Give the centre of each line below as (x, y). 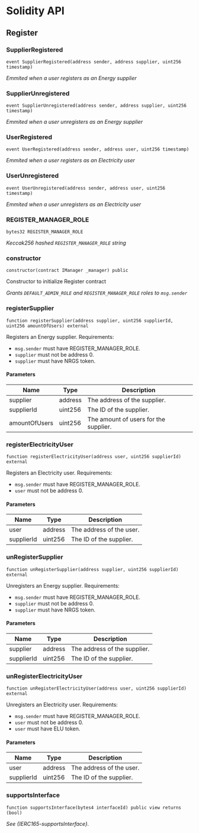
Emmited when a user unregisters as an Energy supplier (75, 122)
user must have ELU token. (47, 729)
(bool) (14, 813)
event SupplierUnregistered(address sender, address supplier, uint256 (96, 106)
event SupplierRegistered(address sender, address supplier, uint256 (94, 62)
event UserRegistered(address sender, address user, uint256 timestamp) (98, 149)
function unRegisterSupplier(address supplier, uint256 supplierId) (92, 569)
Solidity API (36, 11)
